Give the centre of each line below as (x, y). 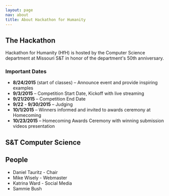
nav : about (17, 15)
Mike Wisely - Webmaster (40, 178)
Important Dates (26, 71)
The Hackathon (30, 40)
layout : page (19, 10)
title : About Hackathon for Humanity (46, 19)
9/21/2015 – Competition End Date (49, 99)
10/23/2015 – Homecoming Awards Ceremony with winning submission (88, 121)
